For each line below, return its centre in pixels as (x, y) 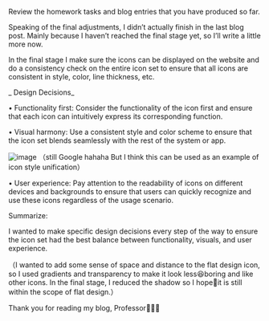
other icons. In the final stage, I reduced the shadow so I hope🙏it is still (125, 282)
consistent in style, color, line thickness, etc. (82, 77)
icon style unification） (46, 167)
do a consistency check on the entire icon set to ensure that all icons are (128, 68)
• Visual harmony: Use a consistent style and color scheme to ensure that (130, 132)
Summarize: (28, 215)
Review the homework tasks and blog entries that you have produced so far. (134, 12)
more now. (26, 44)
